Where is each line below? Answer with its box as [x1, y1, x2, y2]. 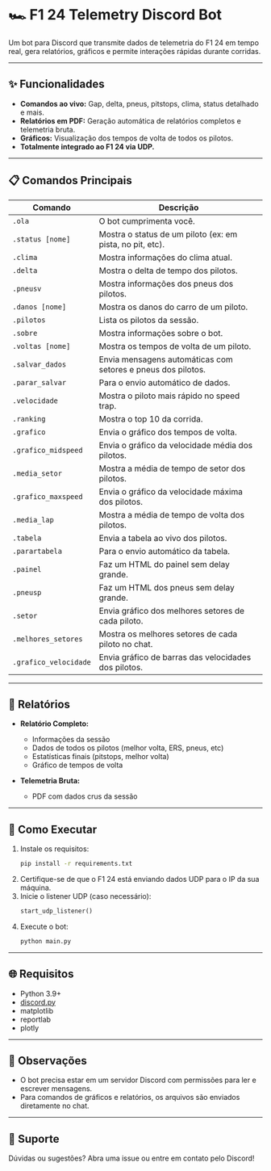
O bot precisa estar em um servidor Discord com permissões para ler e [19, 1075, 256, 1085]
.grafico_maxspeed [12, 492, 83, 501]
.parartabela [12, 546, 63, 556]
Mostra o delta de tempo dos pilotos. [98, 265, 238, 276]
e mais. [19, 107, 44, 117]
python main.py [19, 937, 72, 945]
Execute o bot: [19, 921, 69, 931]
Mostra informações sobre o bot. [98, 327, 223, 338]
